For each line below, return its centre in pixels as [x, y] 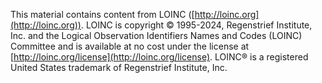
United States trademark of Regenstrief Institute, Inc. [119, 67]
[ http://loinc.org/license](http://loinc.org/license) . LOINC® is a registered [159, 57]
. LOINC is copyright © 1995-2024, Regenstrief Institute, [196, 25]
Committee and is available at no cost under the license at [130, 46]
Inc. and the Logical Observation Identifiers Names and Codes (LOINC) [156, 35]
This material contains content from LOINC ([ [102, 14]
